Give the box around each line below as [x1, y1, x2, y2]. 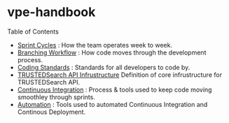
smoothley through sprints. [17, 92, 96, 101]
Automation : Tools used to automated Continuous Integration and [17, 100, 208, 108]
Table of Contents [7, 27, 60, 36]
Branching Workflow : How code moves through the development [17, 48, 207, 57]
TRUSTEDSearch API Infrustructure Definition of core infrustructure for [17, 71, 223, 79]
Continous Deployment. [17, 108, 86, 116]
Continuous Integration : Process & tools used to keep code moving [17, 85, 212, 94]
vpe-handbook [7, 4, 96, 20]
